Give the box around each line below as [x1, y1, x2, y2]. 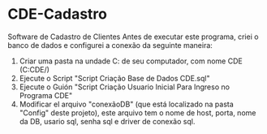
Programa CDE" [19, 90, 73, 100]
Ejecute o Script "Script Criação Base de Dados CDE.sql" [19, 73, 210, 83]
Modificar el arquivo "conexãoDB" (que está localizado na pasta [19, 99, 235, 109]
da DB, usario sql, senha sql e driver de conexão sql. [19, 116, 196, 126]
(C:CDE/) [19, 64, 50, 74]
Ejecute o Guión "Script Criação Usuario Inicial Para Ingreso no [19, 82, 230, 92]
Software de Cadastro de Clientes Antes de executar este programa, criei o [7, 32, 259, 41]
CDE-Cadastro [7, 5, 107, 24]
